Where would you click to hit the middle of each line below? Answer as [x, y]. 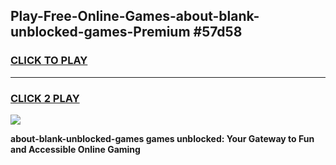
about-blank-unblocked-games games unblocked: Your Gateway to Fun [162, 138]
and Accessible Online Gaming [75, 149]
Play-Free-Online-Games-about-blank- [135, 16]
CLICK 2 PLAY [45, 98]
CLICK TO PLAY [49, 61]
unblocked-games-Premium [100, 32]
